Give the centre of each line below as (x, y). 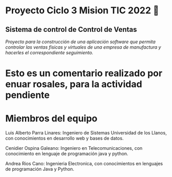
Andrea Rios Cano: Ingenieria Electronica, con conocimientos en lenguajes (84, 164)
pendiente (27, 95)
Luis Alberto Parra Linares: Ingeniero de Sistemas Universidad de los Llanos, (86, 133)
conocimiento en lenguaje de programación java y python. (67, 154)
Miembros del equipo (51, 119)
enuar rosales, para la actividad (74, 84)
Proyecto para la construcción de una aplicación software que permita (80, 42)
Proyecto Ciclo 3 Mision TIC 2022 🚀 (82, 11)
